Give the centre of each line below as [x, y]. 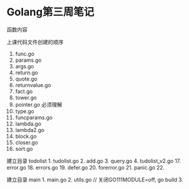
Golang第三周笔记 [51, 12]
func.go [25, 54]
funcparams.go [34, 117]
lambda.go [28, 124]
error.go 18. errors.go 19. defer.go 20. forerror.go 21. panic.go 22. [86, 167]
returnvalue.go [33, 85]
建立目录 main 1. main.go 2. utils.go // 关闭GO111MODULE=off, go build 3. [95, 180]
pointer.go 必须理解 [39, 104]
